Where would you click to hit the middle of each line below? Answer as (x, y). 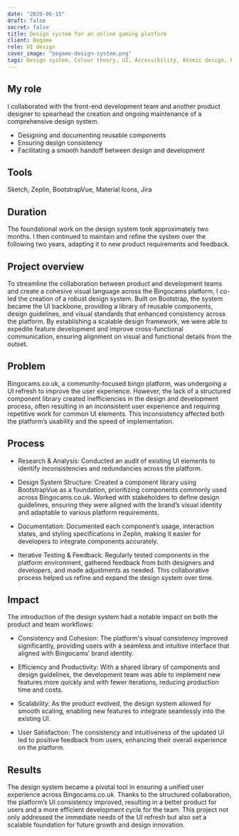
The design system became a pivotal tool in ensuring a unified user (106, 787)
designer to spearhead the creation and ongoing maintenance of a (105, 114)
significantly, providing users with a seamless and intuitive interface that (123, 646)
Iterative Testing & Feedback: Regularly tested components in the (113, 554)
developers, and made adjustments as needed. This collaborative (113, 570)
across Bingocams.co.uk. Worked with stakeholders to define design (118, 497)
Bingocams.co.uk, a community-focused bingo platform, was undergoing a (117, 383)
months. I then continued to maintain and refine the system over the (107, 237)
